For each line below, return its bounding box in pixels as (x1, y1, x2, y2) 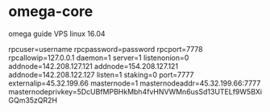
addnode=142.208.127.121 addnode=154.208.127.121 (8, 61, 179, 70)
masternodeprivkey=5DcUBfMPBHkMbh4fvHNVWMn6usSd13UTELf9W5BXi (8, 86, 263, 96)
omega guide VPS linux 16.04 (8, 29, 106, 38)
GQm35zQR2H (8, 95, 58, 105)
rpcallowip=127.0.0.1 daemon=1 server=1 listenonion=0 (8, 53, 189, 62)
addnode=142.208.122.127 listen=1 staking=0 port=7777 (8, 70, 194, 79)
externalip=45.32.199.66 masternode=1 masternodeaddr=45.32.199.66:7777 (8, 78, 261, 88)
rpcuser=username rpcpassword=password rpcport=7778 (8, 44, 203, 54)
